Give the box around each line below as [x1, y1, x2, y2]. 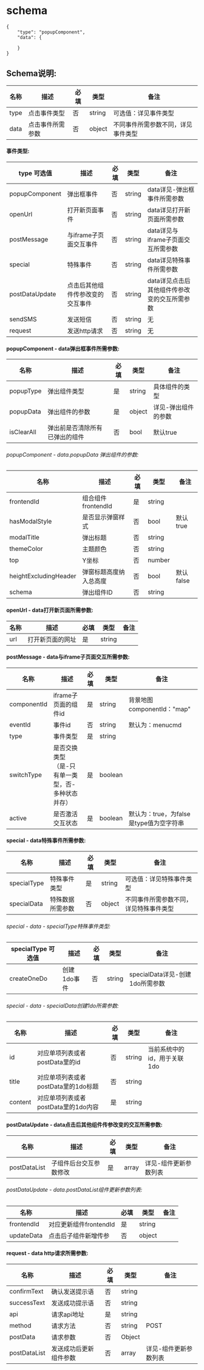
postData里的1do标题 [37, 1082, 99, 1091]
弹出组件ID [82, 588, 113, 597]
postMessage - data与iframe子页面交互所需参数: [6, 653, 131, 660]
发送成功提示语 [51, 1299, 94, 1307]
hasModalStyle [9, 517, 52, 526]
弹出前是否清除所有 [47, 424, 103, 432]
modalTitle [9, 533, 39, 542]
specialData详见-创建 [129, 970, 191, 979]
